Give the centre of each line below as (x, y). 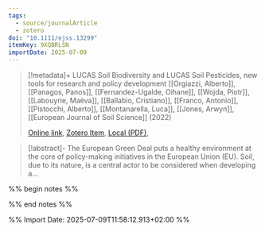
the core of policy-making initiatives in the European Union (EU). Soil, (141, 157)
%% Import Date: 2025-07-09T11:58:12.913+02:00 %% (99, 220)
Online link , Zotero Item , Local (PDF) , (88, 133)
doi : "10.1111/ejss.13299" (53, 38)
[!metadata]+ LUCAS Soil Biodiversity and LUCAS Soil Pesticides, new (142, 75)
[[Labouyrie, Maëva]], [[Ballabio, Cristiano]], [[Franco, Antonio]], (133, 101)
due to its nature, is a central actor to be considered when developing (142, 165)
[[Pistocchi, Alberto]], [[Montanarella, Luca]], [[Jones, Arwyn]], (131, 109)
